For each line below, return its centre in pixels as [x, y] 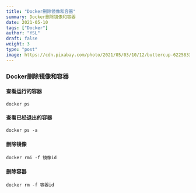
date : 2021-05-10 [27, 22]
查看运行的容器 [24, 92]
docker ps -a [22, 130]
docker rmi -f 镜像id [32, 158]
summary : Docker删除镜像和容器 [41, 17]
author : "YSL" [23, 33]
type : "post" [22, 50]
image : [14, 55]
